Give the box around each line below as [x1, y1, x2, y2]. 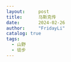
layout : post [6, 8, 50, 15]
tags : [6, 36, 20, 42]
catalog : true [6, 31, 42, 37]
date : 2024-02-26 [6, 19, 66, 25]
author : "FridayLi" [6, 25, 66, 31]
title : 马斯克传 [6, 14, 57, 20]
